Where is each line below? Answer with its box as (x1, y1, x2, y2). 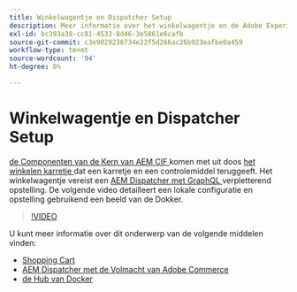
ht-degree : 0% (9, 63, 62, 72)
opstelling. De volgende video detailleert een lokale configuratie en (9, 184, 254, 195)
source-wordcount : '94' (9, 54, 97, 63)
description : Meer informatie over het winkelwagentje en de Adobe (9, 21, 263, 30)
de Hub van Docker (21, 273, 93, 284)
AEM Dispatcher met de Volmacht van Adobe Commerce (21, 264, 229, 274)
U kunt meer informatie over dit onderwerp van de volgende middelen (9, 227, 263, 239)
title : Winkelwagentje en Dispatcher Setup (9, 12, 172, 22)
